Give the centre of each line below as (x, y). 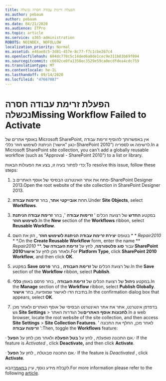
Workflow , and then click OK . (43, 256)
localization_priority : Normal (38, 47)
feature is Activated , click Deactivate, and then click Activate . (70, 343)
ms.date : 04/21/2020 (27, 24)
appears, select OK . (33, 297)
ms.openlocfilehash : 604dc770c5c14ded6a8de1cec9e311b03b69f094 (72, 56)
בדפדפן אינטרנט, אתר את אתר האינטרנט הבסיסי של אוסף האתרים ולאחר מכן (85, 307)
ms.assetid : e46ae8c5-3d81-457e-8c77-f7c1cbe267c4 (59, 51)
